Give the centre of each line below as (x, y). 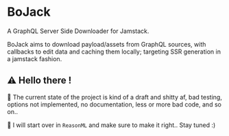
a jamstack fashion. (35, 58)
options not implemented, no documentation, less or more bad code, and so (114, 104)
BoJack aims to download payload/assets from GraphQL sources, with (107, 44)
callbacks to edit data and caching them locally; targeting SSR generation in (114, 52)
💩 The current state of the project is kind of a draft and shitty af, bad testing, (115, 97)
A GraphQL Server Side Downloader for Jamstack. (78, 31)
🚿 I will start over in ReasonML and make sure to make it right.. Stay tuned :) (111, 125)
